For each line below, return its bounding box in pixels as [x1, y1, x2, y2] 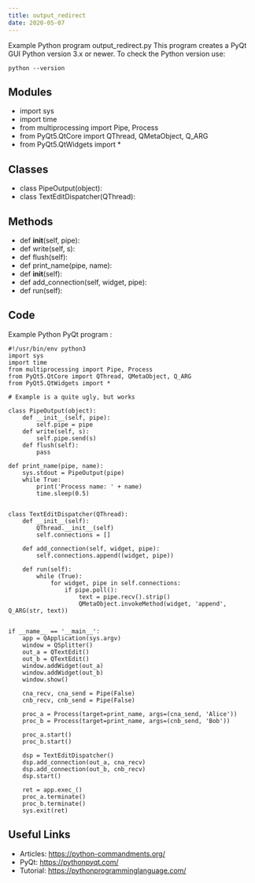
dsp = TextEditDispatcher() [22, 751, 114, 759]
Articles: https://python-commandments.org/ [19, 848, 165, 859]
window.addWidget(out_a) [22, 662, 104, 670]
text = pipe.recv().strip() [78, 592, 171, 601]
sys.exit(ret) [22, 807, 68, 814]
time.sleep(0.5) [36, 489, 90, 497]
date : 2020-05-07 [8, 19, 65, 27]
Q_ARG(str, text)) [8, 607, 68, 614]
